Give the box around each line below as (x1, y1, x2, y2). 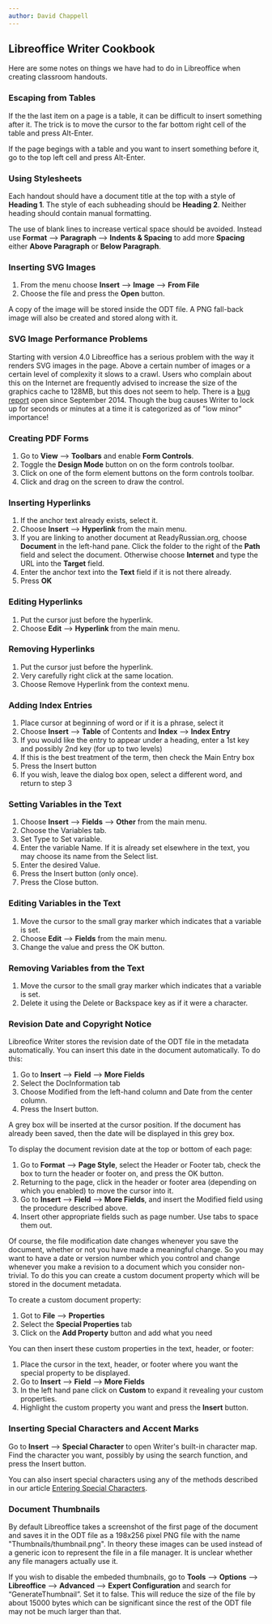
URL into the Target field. (19, 559, 105, 568)
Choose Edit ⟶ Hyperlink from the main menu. (19, 623, 181, 633)
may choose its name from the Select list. (19, 852, 159, 862)
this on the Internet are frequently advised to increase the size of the (8, 378, 237, 387)
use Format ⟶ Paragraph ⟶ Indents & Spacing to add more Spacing (8, 233, 245, 243)
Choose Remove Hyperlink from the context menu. (19, 679, 190, 689)
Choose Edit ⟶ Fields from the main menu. (19, 933, 168, 943)
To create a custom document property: (8, 1295, 142, 1305)
